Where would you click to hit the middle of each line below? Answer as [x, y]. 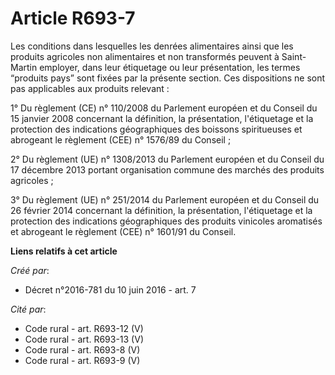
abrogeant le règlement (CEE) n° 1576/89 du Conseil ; [121, 139]
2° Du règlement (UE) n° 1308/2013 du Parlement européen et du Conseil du [167, 159]
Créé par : [30, 270]
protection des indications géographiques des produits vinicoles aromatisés [166, 221]
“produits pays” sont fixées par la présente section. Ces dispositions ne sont [168, 78]
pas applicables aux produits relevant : [90, 88]
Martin [24, 67]
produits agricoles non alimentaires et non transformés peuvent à [145, 56]
